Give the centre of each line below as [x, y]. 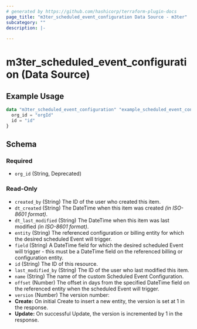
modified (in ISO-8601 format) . [52, 227]
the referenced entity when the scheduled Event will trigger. [87, 289]
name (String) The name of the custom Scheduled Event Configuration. [99, 276]
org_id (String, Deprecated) [48, 174]
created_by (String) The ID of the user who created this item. [88, 201]
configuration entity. [39, 258]
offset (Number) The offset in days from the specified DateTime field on [102, 282]
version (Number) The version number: [62, 295]
